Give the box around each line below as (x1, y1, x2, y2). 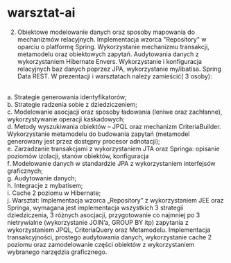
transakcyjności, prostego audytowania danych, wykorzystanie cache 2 (7, 232, 212, 241)
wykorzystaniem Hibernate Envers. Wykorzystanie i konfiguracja (17, 57, 203, 65)
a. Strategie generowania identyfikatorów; (7, 92, 127, 101)
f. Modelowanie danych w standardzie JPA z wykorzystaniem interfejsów (7, 159, 216, 167)
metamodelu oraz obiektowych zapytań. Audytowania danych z (17, 50, 199, 58)
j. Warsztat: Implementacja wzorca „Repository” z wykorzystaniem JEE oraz (7, 196, 224, 204)
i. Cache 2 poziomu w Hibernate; (7, 189, 101, 197)
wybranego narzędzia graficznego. (7, 248, 108, 256)
